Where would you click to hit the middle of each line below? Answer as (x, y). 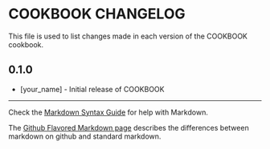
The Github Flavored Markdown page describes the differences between (129, 127)
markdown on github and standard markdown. (85, 136)
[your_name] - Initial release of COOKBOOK (92, 89)
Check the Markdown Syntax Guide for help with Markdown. (108, 112)
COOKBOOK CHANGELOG (97, 14)
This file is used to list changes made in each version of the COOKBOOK (128, 36)
